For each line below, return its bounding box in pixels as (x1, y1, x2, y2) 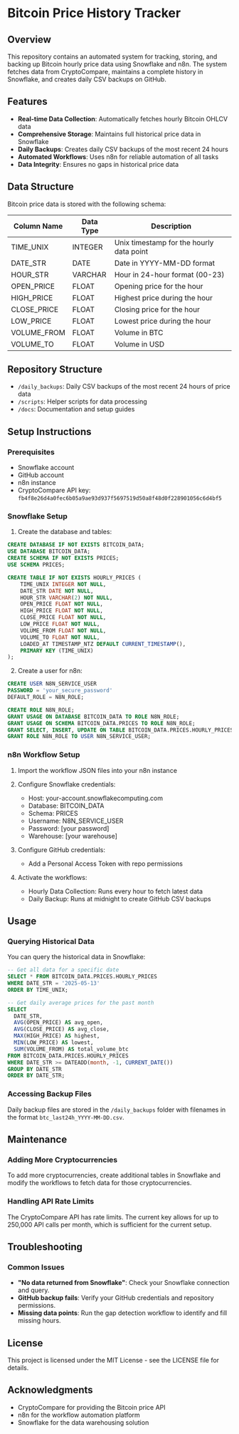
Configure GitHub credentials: (17, 845, 105, 854)
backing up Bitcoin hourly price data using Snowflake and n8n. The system (7, 60, 228, 68)
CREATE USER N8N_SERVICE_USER (7, 680, 97, 687)
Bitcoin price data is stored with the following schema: (7, 200, 166, 208)
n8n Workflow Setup (7, 750, 80, 760)
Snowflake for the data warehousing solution (17, 1418, 149, 1427)
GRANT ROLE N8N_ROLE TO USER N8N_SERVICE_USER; (7, 733, 152, 740)
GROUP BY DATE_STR (7, 1065, 62, 1072)
